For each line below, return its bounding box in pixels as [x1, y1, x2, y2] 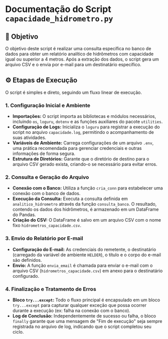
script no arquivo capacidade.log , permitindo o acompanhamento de [12, 129, 154, 135]
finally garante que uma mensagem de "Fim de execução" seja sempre [12, 318, 162, 324]
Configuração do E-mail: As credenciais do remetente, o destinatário [12, 246, 156, 252]
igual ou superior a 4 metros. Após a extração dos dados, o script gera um [5, 56, 159, 62]
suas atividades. [12, 134, 47, 141]
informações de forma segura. [12, 150, 76, 156]
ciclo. [12, 329, 24, 334]
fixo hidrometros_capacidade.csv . [12, 222, 82, 229]
